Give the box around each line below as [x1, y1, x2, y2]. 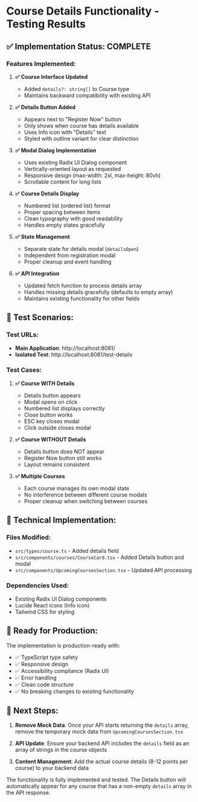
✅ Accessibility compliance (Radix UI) [14, 667, 109, 674]
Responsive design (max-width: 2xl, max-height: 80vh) [24, 172, 161, 179]
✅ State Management [14, 233, 71, 240]
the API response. [6, 789, 51, 797]
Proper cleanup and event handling [24, 258, 112, 265]
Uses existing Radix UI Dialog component [24, 159, 127, 166]
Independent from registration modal [24, 252, 116, 259]
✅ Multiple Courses [14, 472, 65, 480]
